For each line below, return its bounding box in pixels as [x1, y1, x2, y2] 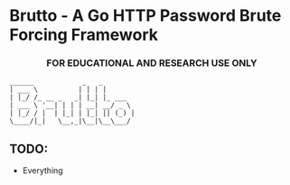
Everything [22, 165, 63, 176]
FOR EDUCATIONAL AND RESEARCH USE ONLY [46, 57, 257, 69]
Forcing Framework [9, 24, 159, 45]
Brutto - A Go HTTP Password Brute [9, 5, 282, 26]
